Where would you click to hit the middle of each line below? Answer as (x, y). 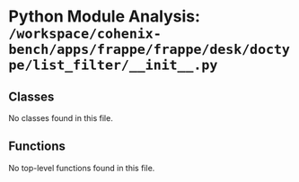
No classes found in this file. (61, 118)
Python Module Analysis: (105, 17)
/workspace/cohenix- (85, 34)
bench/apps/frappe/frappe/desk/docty (149, 50)
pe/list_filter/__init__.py (113, 65)
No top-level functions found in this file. (82, 168)
